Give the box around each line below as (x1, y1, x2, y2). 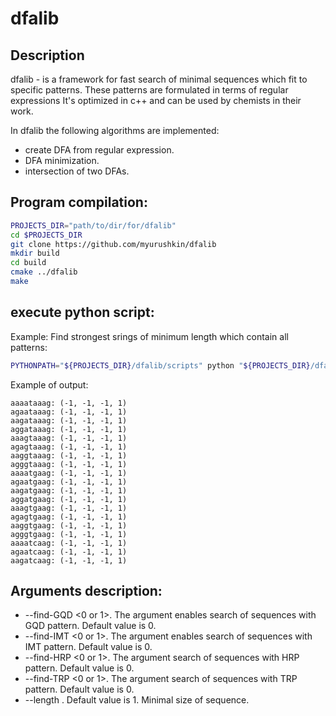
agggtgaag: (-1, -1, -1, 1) (10, 529, 128, 539)
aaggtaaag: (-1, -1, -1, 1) (10, 450, 128, 461)
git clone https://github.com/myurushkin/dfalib (10, 239, 217, 249)
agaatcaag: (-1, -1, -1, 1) (10, 547, 128, 557)
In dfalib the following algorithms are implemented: (10, 125, 220, 136)
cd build (10, 258, 47, 268)
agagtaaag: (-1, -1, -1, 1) (10, 442, 128, 452)
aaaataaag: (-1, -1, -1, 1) (10, 398, 128, 408)
